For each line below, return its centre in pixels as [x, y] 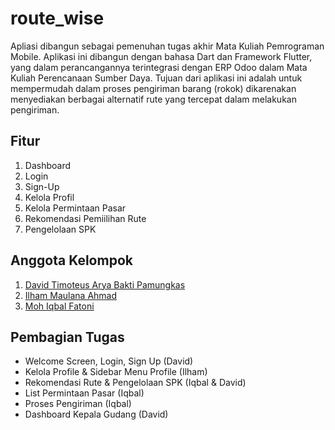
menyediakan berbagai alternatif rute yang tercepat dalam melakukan [153, 99]
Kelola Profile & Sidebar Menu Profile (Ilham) [116, 372]
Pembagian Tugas [67, 337]
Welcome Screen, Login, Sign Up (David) [109, 361]
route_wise [57, 18]
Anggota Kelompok [71, 260]
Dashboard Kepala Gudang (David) [96, 414]
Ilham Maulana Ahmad [71, 295]
